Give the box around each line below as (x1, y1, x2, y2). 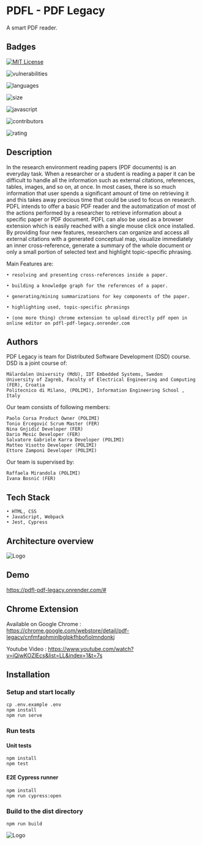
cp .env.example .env (6, 702, 62, 708)
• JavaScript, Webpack (6, 514, 64, 520)
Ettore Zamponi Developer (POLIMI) (6, 448, 97, 454)
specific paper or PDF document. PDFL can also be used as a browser (6, 215, 184, 223)
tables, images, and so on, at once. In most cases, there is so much (6, 183, 176, 190)
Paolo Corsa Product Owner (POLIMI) (6, 415, 100, 422)
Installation (6, 670, 50, 680)
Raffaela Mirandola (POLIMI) (6, 470, 81, 476)
